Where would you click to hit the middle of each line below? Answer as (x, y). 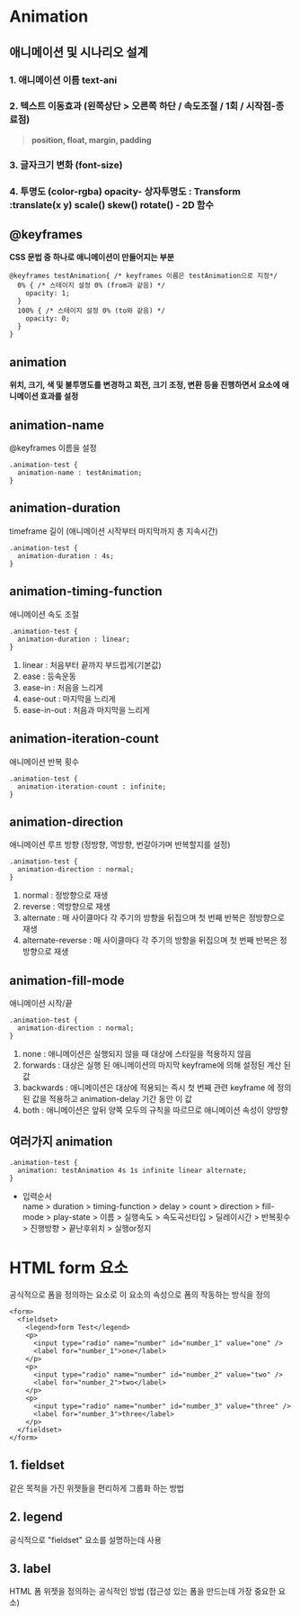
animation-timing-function (86, 591)
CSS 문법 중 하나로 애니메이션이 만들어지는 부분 (92, 257)
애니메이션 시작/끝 (41, 1003)
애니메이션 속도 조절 (44, 614)
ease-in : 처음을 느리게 (62, 687)
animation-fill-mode (67, 980)
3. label (30, 1568)
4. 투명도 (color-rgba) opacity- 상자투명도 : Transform (125, 191)
